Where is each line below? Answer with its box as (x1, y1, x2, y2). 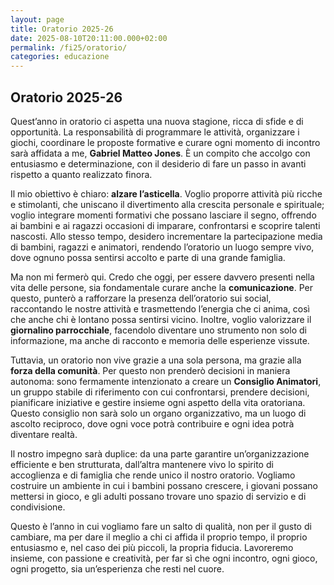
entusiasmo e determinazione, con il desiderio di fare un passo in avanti (10, 157, 307, 170)
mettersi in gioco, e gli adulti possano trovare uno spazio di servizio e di (10, 490, 307, 502)
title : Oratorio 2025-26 (10, 24, 114, 34)
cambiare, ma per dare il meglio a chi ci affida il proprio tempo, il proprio (10, 531, 308, 543)
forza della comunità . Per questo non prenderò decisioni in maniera (10, 364, 291, 376)
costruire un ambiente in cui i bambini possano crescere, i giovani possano (10, 479, 319, 491)
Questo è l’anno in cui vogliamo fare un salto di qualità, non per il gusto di (10, 520, 312, 532)
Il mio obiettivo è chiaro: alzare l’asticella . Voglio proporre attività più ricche (10, 187, 323, 200)
